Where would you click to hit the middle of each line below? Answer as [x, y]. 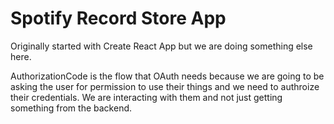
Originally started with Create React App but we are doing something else [161, 46]
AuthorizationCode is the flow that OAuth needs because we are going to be [167, 76]
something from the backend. [71, 108]
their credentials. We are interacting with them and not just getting [146, 97]
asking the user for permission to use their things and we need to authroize [165, 86]
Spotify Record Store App [118, 18]
